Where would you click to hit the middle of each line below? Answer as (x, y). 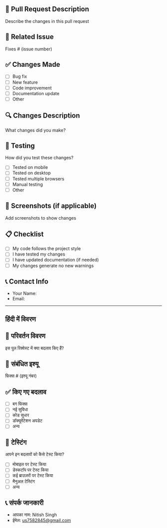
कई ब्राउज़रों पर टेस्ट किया (33, 476)
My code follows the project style (46, 249)
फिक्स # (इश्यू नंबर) (21, 376)
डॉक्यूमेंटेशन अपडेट (27, 421)
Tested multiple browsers (38, 179)
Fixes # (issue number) (29, 49)
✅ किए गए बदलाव (26, 392)
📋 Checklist (24, 234)
